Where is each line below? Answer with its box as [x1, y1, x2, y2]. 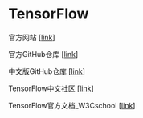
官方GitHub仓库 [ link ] [8, 49, 79, 59]
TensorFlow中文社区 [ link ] [8, 83, 94, 93]
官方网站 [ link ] [8, 32, 55, 42]
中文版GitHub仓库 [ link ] [8, 66, 86, 76]
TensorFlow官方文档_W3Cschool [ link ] [8, 100, 136, 110]
